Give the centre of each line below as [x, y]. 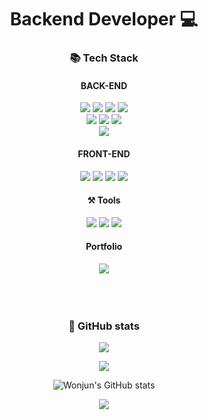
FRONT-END [104, 153]
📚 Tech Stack [104, 58]
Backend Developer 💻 [104, 19]
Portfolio [104, 247]
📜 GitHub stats [104, 326]
